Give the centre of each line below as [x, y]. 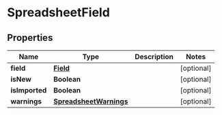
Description [154, 57]
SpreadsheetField [59, 13]
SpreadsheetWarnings [91, 101]
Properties [30, 38]
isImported [29, 90]
